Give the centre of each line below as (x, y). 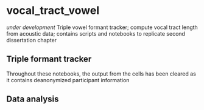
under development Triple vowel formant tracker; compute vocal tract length (102, 27)
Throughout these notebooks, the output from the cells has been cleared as (101, 74)
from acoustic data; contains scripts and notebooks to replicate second (96, 33)
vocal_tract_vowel (53, 11)
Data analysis (33, 99)
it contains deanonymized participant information (68, 80)
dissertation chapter (32, 40)
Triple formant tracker (49, 59)
